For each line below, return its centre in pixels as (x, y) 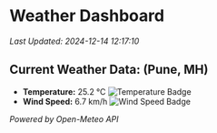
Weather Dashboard (87, 16)
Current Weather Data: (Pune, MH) (109, 70)
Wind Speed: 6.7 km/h (65, 101)
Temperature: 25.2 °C (64, 91)
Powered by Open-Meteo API (64, 118)
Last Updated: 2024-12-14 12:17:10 (74, 41)
